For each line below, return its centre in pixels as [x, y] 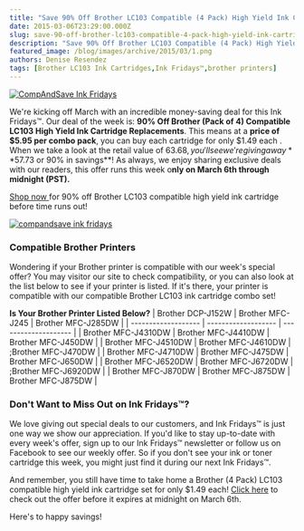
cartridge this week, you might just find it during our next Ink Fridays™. [140, 462]
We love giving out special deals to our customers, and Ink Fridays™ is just [147, 424]
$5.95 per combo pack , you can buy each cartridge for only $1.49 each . [146, 140]
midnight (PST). [40, 179]
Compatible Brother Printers [72, 247]
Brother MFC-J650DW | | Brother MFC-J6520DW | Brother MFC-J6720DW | [152, 362]
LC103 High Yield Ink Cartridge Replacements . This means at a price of [145, 130]
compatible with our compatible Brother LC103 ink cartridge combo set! [142, 296]
